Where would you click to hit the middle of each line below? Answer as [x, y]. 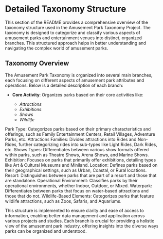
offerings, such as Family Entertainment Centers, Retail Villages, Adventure [80, 134]
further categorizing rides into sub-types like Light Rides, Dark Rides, [88, 144]
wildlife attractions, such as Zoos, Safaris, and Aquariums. [63, 201]
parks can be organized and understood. [46, 231]
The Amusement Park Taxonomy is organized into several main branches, [79, 75]
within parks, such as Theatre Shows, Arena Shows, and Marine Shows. [77, 155]
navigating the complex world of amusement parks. [57, 48]
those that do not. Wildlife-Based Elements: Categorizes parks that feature [80, 196]
